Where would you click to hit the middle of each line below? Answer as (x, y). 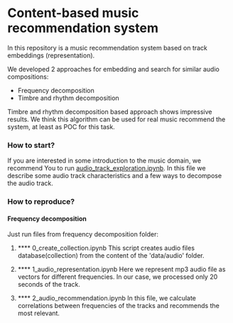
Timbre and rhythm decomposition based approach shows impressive (110, 111)
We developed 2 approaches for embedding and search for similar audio (114, 69)
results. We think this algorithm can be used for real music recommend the (116, 119)
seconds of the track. (49, 285)
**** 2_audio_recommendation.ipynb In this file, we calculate (107, 298)
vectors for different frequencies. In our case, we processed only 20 (118, 277)
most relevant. (39, 313)
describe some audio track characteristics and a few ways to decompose (115, 176)
